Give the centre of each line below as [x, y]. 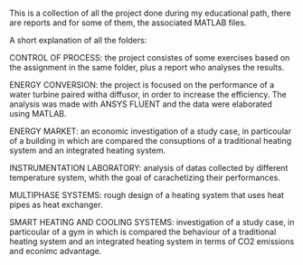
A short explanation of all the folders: [78, 40]
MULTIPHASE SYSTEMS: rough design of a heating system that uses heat [147, 195]
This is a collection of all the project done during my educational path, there [150, 13]
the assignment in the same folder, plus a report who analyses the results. [147, 67]
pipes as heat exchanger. [56, 204]
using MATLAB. [38, 114]
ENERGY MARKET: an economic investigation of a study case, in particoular [151, 131]
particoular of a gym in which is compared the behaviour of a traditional [143, 232]
